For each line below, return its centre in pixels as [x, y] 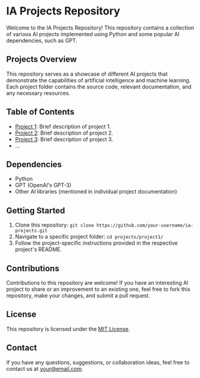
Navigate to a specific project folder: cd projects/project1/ [89, 237]
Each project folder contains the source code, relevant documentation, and [99, 87]
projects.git [31, 231]
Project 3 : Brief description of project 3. [64, 139]
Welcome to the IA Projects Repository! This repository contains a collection [100, 28]
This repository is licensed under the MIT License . [68, 329]
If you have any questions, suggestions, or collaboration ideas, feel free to [98, 362]
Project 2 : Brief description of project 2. [64, 133]
